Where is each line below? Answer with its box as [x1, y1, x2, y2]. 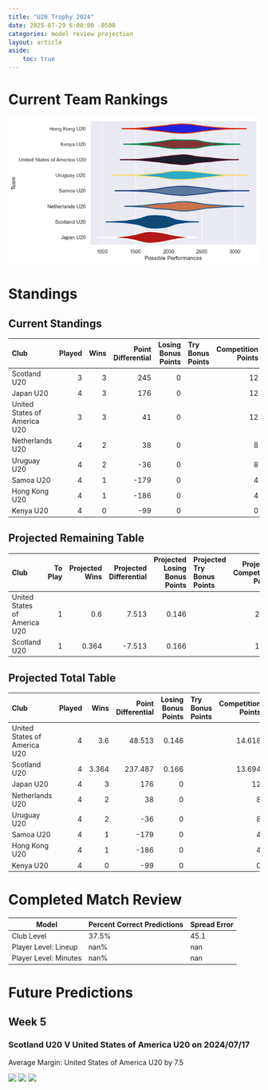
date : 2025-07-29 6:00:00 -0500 [8, 21, 116, 30]
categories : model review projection [8, 30, 134, 38]
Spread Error [190, 920, 234, 929]
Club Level [11, 931, 47, 940]
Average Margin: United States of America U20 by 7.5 [8, 1057, 184, 1067]
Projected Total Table [8, 671, 116, 685]
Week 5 [8, 1016, 46, 1029]
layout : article [8, 38, 62, 46]
